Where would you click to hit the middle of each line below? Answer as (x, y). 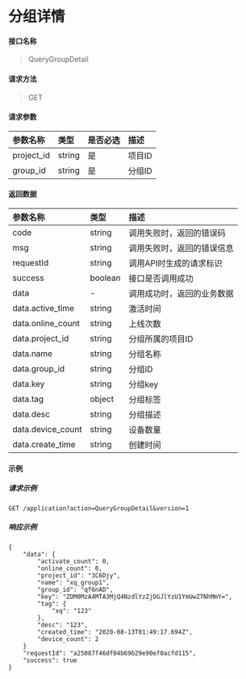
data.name (33, 354)
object (102, 399)
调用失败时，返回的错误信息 (181, 248)
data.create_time (44, 444)
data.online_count (46, 323)
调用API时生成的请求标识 (176, 263)
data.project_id (41, 338)
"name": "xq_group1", (74, 582)
